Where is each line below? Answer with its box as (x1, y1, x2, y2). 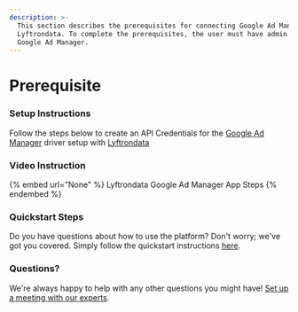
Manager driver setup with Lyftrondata (9, 136, 150, 147)
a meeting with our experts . (9, 292, 110, 302)
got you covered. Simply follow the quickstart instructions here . (9, 240, 241, 251)
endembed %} (9, 189, 62, 199)
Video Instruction (9, 159, 86, 171)
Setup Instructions (9, 107, 91, 120)
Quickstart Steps (9, 210, 84, 222)
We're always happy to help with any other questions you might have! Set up (9, 283, 289, 293)
